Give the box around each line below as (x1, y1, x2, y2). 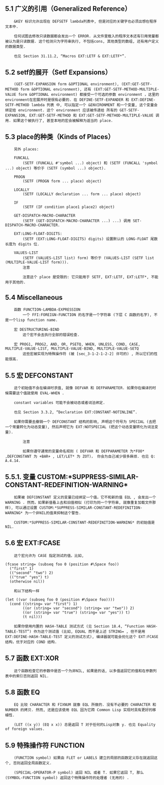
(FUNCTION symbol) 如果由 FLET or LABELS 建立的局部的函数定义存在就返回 (14, 756, 154, 760)
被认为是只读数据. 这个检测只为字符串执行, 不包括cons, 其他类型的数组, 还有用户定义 (5, 39, 159, 44)
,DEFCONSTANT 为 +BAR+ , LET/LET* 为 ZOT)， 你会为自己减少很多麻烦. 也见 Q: (5, 454, 156, 459)
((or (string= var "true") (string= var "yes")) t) (23, 610, 131, 615)
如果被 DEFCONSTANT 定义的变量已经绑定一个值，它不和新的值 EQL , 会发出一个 (14, 494, 156, 500)
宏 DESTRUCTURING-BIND (14, 327, 60, 332)
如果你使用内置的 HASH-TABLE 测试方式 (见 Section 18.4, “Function (14, 624, 145, 629)
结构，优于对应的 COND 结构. (5, 640, 57, 644)
